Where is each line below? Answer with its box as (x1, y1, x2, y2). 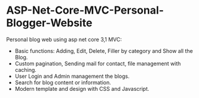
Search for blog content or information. (14, 78, 112, 86)
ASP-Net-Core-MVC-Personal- (6, 4, 164, 17)
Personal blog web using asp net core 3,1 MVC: (6, 36, 123, 43)
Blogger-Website (6, 16, 93, 30)
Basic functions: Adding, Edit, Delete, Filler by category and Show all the (14, 47, 193, 54)
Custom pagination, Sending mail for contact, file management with (14, 60, 181, 67)
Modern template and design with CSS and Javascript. (14, 85, 149, 92)
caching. (14, 66, 37, 73)
